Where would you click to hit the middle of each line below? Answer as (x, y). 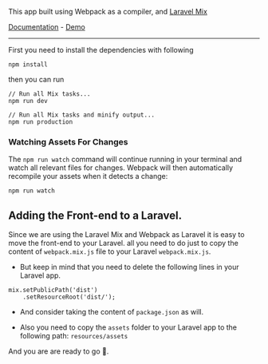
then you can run (36, 79)
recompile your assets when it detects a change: (88, 176)
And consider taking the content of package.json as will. (112, 312)
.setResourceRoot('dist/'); (69, 297)
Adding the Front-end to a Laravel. (95, 215)
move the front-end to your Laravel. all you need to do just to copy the (124, 243)
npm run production (41, 122)
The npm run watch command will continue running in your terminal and (125, 160)
